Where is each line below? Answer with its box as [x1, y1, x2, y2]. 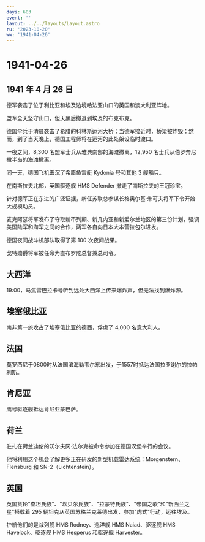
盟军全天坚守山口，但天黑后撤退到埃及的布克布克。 [6, 115, 135, 122]
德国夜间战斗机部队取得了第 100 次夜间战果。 [6, 237, 121, 244]
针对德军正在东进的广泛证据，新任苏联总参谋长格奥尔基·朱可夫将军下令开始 [6, 195, 196, 202]
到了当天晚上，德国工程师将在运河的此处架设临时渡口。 [17, 135, 157, 143]
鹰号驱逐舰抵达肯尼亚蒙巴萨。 [6, 405, 81, 413]
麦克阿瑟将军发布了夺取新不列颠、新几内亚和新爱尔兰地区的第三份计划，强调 [6, 216, 199, 223]
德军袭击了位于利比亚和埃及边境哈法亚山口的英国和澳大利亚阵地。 [6, 102, 173, 109]
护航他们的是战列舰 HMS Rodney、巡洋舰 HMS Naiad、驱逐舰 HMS [6, 521, 176, 528]
